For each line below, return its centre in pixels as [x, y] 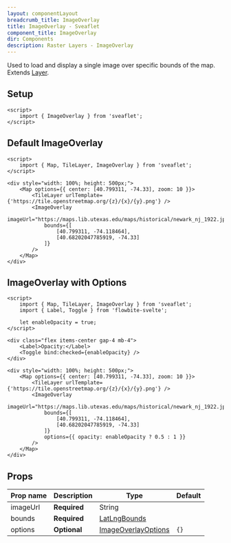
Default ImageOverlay [55, 143]
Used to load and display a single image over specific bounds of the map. [111, 65]
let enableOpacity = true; [58, 322]
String [109, 507]
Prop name [29, 495]
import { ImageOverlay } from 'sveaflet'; [81, 116]
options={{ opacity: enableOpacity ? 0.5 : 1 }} [115, 437]
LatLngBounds [123, 519]
